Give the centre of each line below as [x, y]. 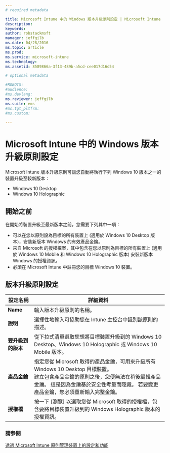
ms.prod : [14, 52]
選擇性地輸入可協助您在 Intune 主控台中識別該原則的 [96, 319]
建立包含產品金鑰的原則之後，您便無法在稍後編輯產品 [97, 377]
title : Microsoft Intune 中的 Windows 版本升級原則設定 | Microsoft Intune [83, 19]
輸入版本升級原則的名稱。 [64, 310]
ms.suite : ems [20, 104]
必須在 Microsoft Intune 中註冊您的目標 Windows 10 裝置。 [74, 267]
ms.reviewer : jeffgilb [29, 99]
